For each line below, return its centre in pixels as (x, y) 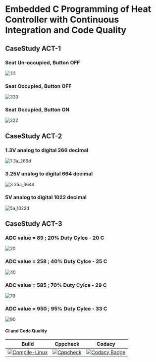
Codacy (106, 344)
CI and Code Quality (26, 331)
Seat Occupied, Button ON (37, 110)
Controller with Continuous (62, 20)
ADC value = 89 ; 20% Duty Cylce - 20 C (55, 238)
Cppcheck (67, 344)
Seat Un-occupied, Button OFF (43, 62)
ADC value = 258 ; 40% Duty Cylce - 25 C (56, 261)
